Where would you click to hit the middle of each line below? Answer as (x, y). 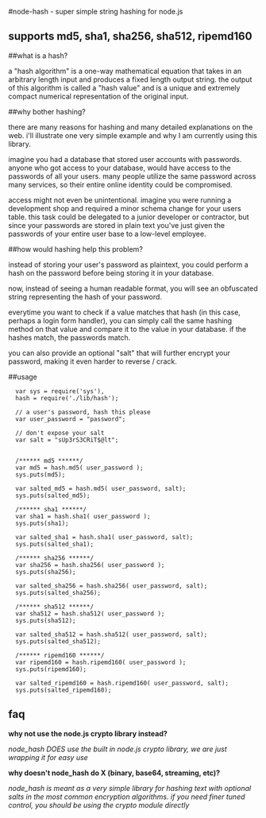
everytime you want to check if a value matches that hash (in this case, (124, 312)
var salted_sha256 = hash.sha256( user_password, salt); (112, 586)
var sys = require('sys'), (60, 391)
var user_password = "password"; (71, 419)
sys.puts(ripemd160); (51, 669)
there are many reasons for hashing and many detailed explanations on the (131, 127)
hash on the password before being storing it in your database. (111, 272)
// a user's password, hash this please (83, 412)
